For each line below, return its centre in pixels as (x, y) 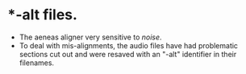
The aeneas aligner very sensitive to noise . (90, 37)
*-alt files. (43, 15)
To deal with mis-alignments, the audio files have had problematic (129, 45)
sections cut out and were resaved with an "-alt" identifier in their (128, 54)
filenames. (36, 63)
